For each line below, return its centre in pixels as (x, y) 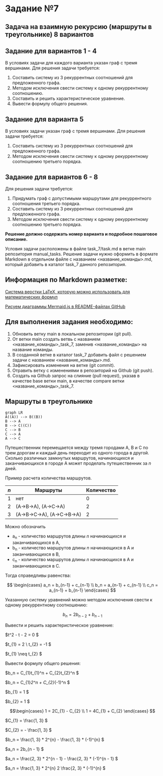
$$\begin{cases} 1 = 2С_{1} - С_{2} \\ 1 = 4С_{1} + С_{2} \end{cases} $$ (82, 711)
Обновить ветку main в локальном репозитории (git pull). (72, 334)
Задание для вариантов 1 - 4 (51, 51)
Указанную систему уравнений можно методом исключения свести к (79, 599)
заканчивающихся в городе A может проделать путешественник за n (78, 463)
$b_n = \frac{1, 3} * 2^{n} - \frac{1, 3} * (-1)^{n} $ (55, 739)
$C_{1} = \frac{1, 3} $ (27, 720)
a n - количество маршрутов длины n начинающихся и (69, 537)
